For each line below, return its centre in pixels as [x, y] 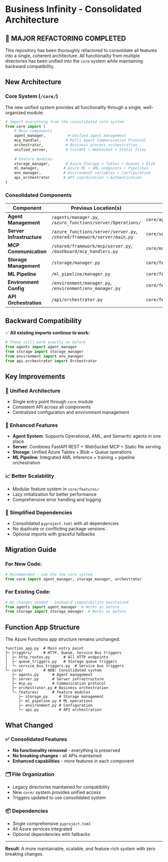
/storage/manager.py [76, 263]
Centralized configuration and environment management [71, 412]
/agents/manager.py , [75, 217]
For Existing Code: [28, 592]
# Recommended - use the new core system [49, 574]
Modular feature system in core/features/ [56, 489]
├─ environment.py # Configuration [55, 705]
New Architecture [33, 82]
